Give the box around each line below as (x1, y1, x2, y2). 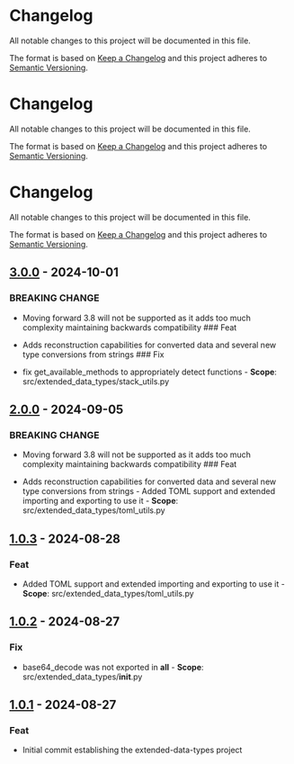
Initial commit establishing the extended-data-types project (22, 744, 243, 756)
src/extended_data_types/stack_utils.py (22, 375, 170, 387)
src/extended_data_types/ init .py (22, 671, 143, 682)
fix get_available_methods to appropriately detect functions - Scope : (22, 366, 277, 377)
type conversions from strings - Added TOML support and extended (22, 486, 276, 497)
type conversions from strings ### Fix (22, 348, 165, 360)
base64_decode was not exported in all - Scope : (22, 661, 204, 672)
